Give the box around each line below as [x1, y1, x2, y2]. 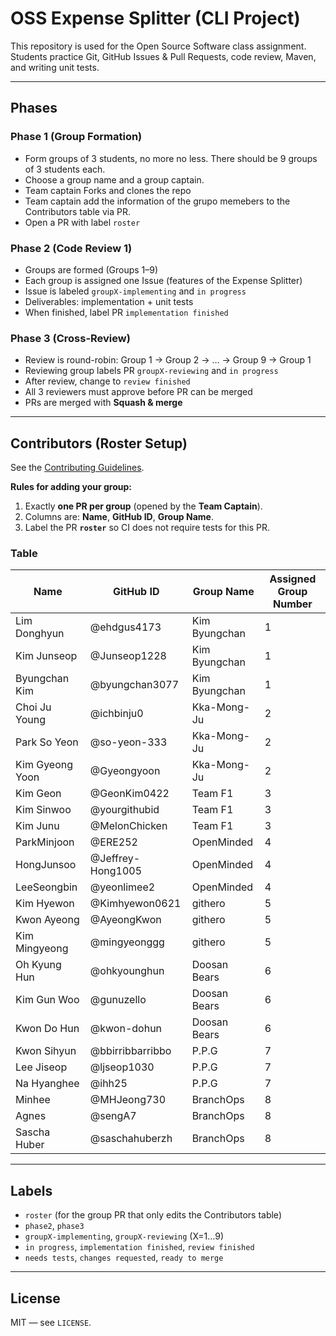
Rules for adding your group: [10, 481, 133, 493]
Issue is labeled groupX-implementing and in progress [24, 285, 247, 297]
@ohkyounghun [89, 964, 165, 978]
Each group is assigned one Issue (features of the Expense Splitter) [24, 274, 303, 286]
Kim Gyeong [15, 758, 73, 772]
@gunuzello [89, 993, 147, 1007]
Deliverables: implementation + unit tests [24, 295, 194, 307]
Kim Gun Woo [15, 993, 80, 1007]
